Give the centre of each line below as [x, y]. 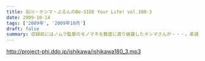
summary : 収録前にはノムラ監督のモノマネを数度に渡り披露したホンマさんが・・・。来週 [103, 34]
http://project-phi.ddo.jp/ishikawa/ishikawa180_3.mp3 [74, 51]
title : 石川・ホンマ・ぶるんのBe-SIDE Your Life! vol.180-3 [79, 12]
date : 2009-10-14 [28, 18]
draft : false [23, 29]
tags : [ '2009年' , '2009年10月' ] [46, 23]
